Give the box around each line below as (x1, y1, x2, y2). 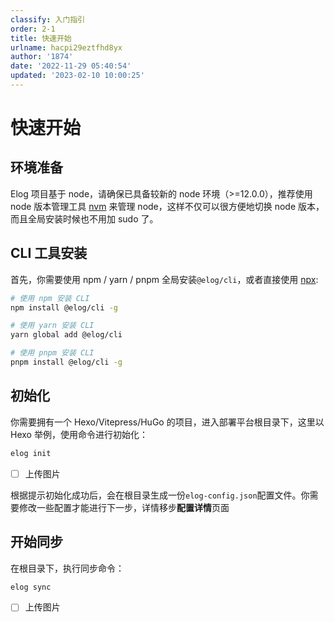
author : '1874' (10, 52, 74, 62)
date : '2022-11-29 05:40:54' (10, 61, 132, 71)
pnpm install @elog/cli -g (10, 357, 123, 368)
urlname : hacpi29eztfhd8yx (10, 42, 123, 53)
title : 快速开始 (10, 33, 72, 43)
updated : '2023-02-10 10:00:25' (10, 71, 145, 81)
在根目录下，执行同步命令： (10, 562, 125, 574)
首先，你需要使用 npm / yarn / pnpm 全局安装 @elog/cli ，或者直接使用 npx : (10, 273, 319, 285)
